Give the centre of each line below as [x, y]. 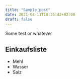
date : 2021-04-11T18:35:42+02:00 [40, 15]
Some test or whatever [29, 34]
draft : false [19, 19]
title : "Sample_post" [28, 10]
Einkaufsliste [26, 49]
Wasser [20, 67]
